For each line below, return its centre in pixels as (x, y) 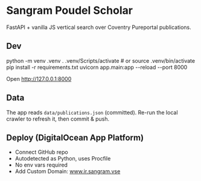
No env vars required (41, 165)
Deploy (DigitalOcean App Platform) (75, 137)
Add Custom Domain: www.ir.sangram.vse (68, 171)
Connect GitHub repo (41, 152)
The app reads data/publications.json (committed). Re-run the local (92, 112)
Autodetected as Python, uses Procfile (63, 159)
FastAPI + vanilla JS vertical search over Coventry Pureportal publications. (99, 27)
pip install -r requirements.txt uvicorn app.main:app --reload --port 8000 (97, 67)
